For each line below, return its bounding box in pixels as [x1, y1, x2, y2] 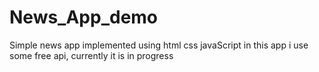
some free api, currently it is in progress [9, 49, 174, 61]
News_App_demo [9, 6, 159, 29]
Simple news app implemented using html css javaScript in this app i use [9, 39, 309, 51]
